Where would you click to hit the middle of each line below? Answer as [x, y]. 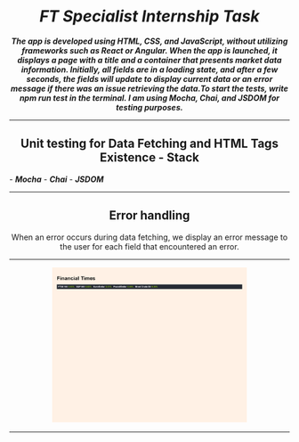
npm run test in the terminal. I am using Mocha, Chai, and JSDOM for [149, 98]
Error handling [149, 216]
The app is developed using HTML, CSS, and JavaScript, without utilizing [149, 41]
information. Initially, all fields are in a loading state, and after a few [149, 70]
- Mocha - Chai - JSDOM [57, 179]
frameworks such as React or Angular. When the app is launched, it [149, 50]
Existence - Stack [149, 158]
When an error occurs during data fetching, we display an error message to [149, 237]
